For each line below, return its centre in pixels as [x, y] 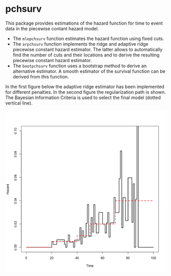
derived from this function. [41, 76]
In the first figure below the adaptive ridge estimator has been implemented [85, 86]
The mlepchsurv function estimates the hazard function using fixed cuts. [88, 38]
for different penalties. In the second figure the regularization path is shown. [85, 92]
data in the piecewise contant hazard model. [52, 28]
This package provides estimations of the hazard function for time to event [84, 23]
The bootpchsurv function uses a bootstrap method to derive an [80, 66]
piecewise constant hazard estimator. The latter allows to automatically [88, 49]
